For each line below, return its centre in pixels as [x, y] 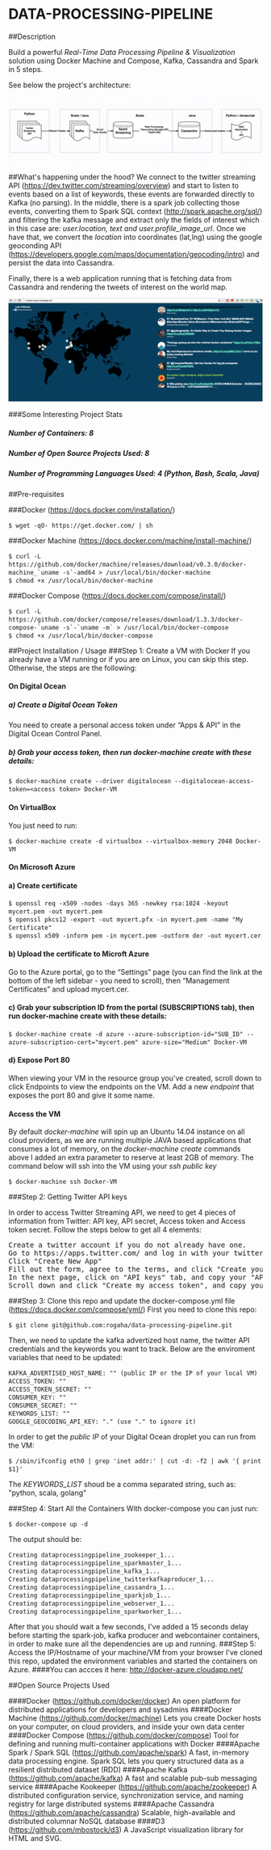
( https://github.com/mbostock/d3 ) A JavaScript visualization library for [126, 1830]
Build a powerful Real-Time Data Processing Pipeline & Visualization [122, 52]
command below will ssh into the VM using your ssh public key [113, 1166]
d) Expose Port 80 [39, 1060]
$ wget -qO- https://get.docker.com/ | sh [81, 525]
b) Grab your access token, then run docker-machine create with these [130, 752]
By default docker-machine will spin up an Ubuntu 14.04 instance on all [127, 1131]
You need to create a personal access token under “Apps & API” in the [125, 725]
